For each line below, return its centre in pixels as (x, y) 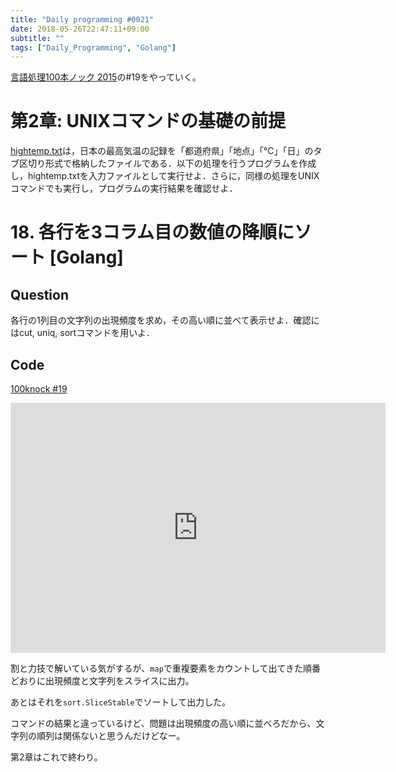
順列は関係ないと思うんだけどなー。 (111, 735)
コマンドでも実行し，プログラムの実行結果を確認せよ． (124, 188)
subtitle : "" (37, 38)
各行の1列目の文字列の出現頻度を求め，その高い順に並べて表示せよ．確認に (165, 320)
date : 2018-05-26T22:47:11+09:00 (80, 29)
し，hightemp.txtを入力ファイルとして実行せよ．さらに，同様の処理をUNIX (165, 176)
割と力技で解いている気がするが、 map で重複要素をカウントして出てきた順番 (165, 668)
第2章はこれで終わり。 (56, 757)
